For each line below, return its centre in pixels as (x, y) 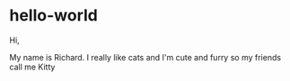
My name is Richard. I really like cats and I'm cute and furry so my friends (145, 57)
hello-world (54, 16)
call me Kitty (32, 67)
